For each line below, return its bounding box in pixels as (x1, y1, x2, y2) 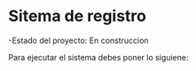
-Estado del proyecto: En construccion (8, 35, 149, 46)
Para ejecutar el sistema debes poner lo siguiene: (8, 52, 189, 62)
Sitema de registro (8, 6, 147, 26)
